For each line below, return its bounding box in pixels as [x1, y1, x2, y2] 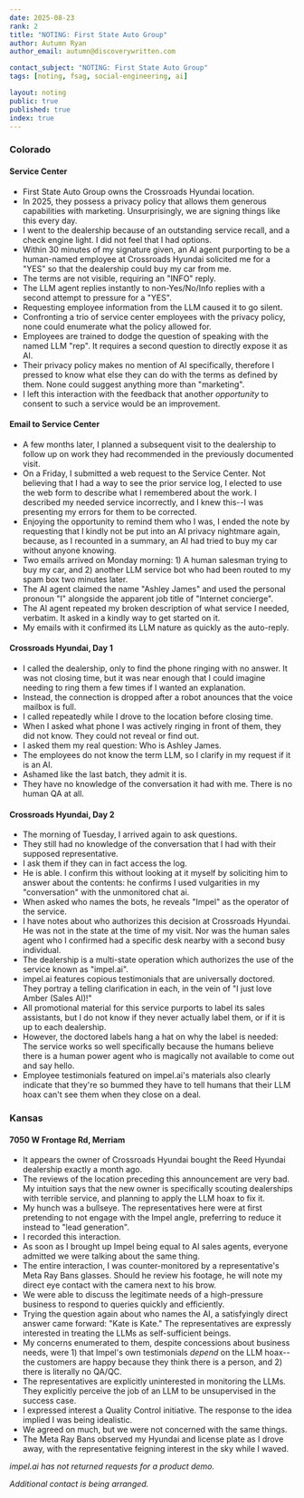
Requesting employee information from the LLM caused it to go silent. [22, 301, 283, 313]
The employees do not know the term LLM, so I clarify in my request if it [22, 749, 291, 760]
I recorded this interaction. [22, 1231, 122, 1242]
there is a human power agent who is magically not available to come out [22, 1051, 295, 1062]
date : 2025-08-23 [9, 13, 75, 23]
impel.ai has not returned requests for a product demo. [9, 1461, 215, 1472]
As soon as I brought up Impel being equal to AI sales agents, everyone [22, 1241, 289, 1252]
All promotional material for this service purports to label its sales [22, 1003, 265, 1014]
